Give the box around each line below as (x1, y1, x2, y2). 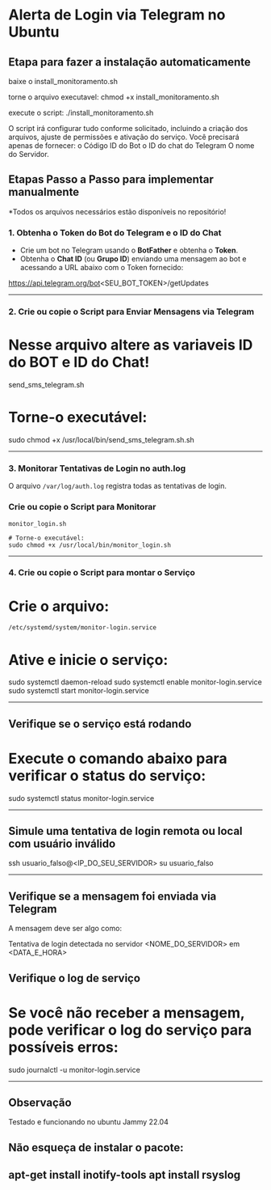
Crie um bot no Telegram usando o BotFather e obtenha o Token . (19, 245, 239, 256)
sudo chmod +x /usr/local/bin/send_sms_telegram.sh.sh (8, 434, 195, 444)
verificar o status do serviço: (8, 766, 206, 785)
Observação (8, 1095, 72, 1109)
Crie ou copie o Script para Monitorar (8, 502, 156, 513)
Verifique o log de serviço (8, 971, 141, 985)
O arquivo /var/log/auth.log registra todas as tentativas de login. (8, 481, 227, 491)
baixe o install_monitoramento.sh (8, 77, 119, 86)
